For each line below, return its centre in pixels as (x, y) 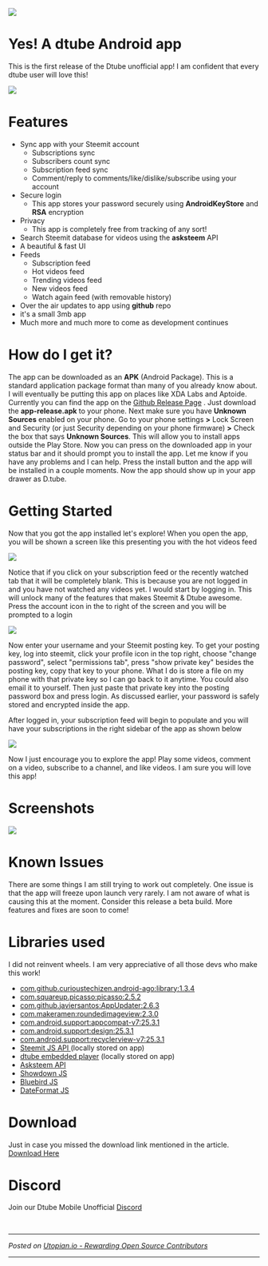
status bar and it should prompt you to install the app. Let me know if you (128, 453)
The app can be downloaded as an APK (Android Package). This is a (121, 376)
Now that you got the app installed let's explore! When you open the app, (128, 533)
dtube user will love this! (48, 74)
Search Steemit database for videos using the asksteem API (119, 237)
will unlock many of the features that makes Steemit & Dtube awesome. (125, 597)
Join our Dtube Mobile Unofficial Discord (75, 1208)
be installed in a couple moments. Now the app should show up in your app (132, 470)
